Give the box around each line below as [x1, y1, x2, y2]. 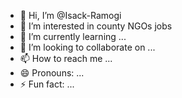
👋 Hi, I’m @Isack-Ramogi [19, 10, 122, 21]
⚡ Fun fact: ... [19, 78, 75, 90]
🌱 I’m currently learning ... [19, 31, 127, 42]
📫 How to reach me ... [19, 53, 113, 64]
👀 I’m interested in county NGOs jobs [19, 20, 173, 32]
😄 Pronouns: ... [19, 67, 85, 79]
